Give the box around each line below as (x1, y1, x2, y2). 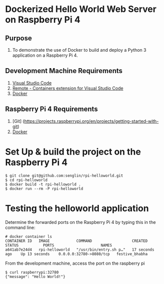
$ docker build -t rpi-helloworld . (5, 182, 81, 187)
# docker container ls (5, 234, 52, 239)
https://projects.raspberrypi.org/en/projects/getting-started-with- (24, 118, 159, 124)
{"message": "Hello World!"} (5, 274, 66, 279)
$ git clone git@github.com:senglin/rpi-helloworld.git (5, 173, 123, 178)
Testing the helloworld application (5, 202, 149, 214)
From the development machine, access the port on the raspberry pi (5, 260, 145, 266)
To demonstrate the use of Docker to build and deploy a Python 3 (12, 47, 147, 53)
